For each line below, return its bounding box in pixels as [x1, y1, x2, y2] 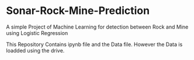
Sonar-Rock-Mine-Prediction [6, 4, 150, 17]
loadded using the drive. [6, 47, 65, 54]
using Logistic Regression [6, 29, 68, 36]
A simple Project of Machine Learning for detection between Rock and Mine [6, 23, 189, 30]
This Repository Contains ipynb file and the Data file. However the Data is [6, 41, 183, 48]
